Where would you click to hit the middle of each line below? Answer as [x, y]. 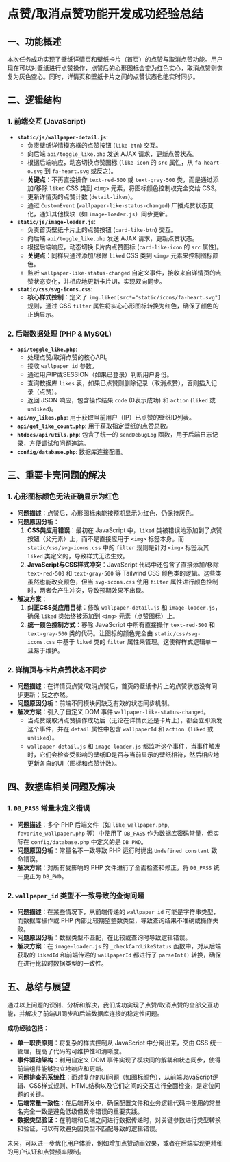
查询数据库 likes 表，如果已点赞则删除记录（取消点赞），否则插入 [119, 383]
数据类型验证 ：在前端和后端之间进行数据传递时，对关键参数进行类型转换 [119, 1119]
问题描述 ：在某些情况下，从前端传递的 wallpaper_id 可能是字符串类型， [118, 911]
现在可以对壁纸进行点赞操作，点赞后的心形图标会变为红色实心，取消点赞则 [112, 68]
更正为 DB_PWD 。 [45, 876]
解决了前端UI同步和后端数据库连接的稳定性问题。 [94, 1013]
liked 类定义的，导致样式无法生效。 [78, 556]
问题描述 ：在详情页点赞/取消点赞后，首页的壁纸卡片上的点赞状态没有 [114, 686]
